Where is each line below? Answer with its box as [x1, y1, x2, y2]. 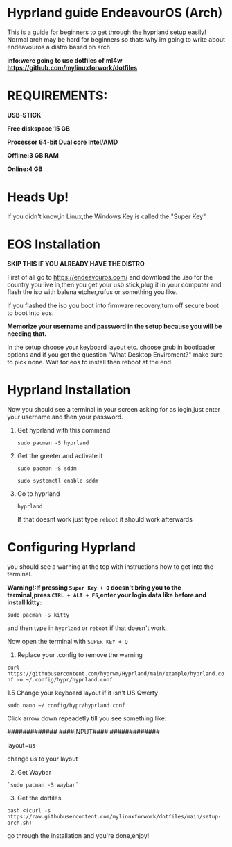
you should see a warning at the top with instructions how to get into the [7, 562, 213, 571]
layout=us [7, 741, 36, 749]
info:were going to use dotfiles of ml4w [7, 56, 123, 64]
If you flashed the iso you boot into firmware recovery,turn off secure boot [7, 301, 220, 309]
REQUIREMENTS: [7, 88, 108, 104]
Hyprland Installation [7, 382, 131, 398]
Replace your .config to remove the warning [17, 650, 143, 659]
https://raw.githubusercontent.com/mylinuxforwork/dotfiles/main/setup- [7, 813, 222, 820]
